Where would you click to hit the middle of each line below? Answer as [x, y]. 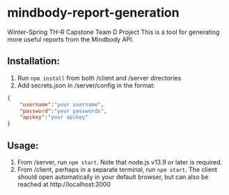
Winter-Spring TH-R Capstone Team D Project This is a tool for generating [113, 32]
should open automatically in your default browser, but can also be [113, 177]
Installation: [34, 61]
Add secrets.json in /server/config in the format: [86, 85]
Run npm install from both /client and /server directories [99, 78]
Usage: [23, 145]
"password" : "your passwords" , [64, 111]
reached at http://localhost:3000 [64, 184]
